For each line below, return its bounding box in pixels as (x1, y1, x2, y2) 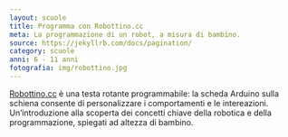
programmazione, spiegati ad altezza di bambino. (9, 116, 194, 127)
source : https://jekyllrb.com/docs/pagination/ (9, 38, 193, 48)
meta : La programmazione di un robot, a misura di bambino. (9, 30, 242, 39)
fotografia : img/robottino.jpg (9, 64, 128, 73)
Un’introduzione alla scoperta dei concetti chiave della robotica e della (9, 107, 272, 118)
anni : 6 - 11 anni (9, 55, 79, 64)
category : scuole (9, 47, 75, 56)
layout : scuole (9, 13, 67, 23)
